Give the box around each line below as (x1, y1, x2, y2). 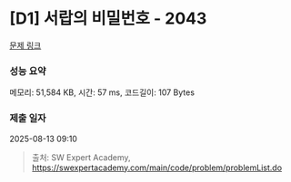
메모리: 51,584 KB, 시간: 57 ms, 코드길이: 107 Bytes (9, 87, 196, 98)
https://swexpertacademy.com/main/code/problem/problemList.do (31, 162, 283, 173)
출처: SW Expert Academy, (31, 151, 131, 163)
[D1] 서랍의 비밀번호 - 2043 (9, 8, 207, 29)
